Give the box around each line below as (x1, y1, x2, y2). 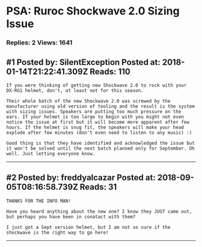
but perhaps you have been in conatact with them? (6, 213, 136, 220)
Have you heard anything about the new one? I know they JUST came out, (6, 209, 192, 215)
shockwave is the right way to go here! (6, 230, 109, 236)
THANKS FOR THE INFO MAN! (6, 198, 71, 204)
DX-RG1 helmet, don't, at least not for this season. (6, 87, 144, 94)
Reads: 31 (79, 182, 117, 192)
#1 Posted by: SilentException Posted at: (6, 57, 161, 67)
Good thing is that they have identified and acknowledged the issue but (6, 140, 195, 146)
